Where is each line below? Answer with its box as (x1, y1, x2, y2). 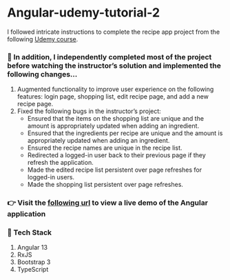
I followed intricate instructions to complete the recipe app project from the (7, 28, 220, 36)
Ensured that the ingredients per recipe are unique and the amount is (27, 129, 223, 137)
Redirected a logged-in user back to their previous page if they (27, 151, 207, 159)
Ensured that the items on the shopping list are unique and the (27, 114, 205, 123)
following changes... (7, 69, 78, 79)
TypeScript (17, 266, 49, 274)
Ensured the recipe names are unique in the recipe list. (27, 143, 182, 152)
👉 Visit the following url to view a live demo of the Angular (7, 198, 209, 208)
